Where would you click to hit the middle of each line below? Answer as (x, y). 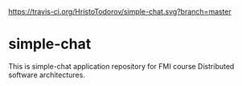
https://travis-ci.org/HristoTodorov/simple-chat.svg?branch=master (120, 12)
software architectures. (47, 75)
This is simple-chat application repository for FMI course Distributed (121, 66)
